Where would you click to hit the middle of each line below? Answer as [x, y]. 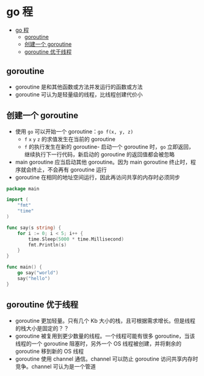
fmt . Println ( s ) [48, 245]
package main [23, 189]
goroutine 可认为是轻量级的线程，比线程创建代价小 [79, 94]
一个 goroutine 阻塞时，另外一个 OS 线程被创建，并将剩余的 [107, 343]
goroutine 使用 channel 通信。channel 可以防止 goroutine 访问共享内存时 [107, 359]
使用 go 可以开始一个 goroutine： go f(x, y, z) [74, 131]
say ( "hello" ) [34, 278]
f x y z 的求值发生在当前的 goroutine [70, 139]
